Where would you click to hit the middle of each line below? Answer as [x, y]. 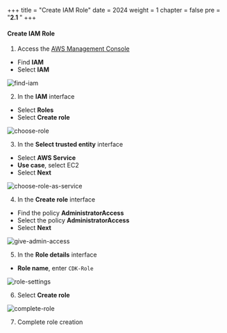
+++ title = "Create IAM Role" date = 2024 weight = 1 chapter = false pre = [114, 10]
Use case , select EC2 [48, 165]
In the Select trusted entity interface [70, 145]
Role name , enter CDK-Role [55, 268]
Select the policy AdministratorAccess [73, 220]
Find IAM [30, 63]
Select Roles [35, 110]
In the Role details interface [57, 255]
